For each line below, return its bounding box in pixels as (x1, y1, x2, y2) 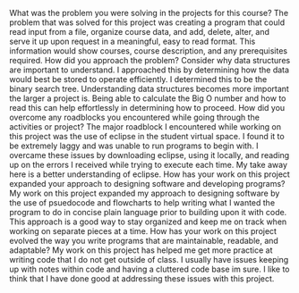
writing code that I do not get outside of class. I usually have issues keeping (9, 255, 289, 264)
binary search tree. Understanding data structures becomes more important (9, 84, 289, 94)
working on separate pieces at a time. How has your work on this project (9, 226, 278, 236)
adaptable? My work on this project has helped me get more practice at (9, 245, 273, 255)
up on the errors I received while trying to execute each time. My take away (9, 160, 288, 170)
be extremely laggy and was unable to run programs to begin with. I (9, 140, 259, 151)
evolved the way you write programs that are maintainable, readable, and (9, 236, 279, 246)
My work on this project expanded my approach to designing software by (9, 188, 280, 198)
